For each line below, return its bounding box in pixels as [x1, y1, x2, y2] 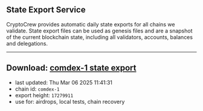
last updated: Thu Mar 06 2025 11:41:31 [14, 79, 113, 86]
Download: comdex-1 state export [6, 63, 137, 73]
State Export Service [6, 5, 86, 15]
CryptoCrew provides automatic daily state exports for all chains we [6, 20, 175, 28]
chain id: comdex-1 [14, 85, 60, 92]
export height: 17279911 [14, 91, 74, 98]
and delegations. [6, 40, 48, 47]
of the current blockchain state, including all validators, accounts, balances [6, 33, 193, 41]
